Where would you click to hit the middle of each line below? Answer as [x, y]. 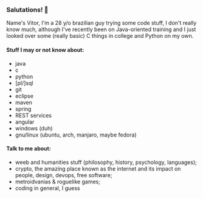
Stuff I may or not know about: [45, 50]
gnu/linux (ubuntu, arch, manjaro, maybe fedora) [76, 135]
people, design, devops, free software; [64, 175]
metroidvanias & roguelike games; [57, 182]
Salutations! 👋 [27, 10]
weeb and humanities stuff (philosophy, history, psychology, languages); [106, 162]
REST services [33, 115]
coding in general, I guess [47, 188]
